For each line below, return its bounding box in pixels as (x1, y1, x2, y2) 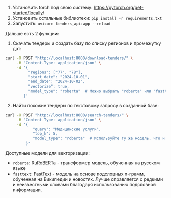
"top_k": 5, (32, 131, 58, 136)
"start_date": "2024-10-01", (27, 74, 90, 79)
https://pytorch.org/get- (93, 5, 144, 10)
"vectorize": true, (27, 84, 70, 89)
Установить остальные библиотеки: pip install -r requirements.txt (12, 15, 162, 21)
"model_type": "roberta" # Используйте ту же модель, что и (32, 136, 165, 142)
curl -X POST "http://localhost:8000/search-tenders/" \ (5, 112, 129, 118)
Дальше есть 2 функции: (5, 31, 59, 36)
